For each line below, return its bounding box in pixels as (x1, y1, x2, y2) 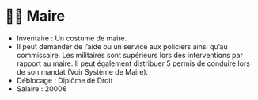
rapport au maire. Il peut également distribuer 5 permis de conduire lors (16, 59, 250, 68)
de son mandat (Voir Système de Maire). (16, 67, 149, 76)
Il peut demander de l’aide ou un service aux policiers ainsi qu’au (16, 41, 228, 51)
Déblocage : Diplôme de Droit (16, 75, 113, 85)
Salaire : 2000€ (16, 83, 67, 94)
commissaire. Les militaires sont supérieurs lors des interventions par (16, 50, 244, 60)
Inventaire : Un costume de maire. (16, 33, 127, 43)
